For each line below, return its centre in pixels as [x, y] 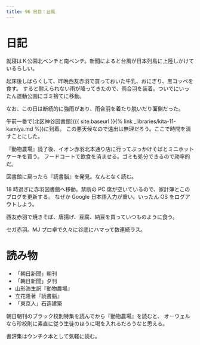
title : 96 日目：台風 [31, 12]
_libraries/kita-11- [155, 121]
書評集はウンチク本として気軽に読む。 [53, 336]
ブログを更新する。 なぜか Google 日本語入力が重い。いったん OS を [90, 196]
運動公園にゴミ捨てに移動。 [50, 96]
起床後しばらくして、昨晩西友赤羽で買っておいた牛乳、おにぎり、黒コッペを [100, 81]
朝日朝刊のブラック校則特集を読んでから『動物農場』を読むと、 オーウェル [98, 316]
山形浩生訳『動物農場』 [44, 288]
